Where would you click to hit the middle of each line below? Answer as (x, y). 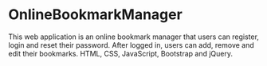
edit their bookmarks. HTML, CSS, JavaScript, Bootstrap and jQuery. (121, 53)
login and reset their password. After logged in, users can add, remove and (132, 45)
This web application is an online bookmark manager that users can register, (133, 37)
